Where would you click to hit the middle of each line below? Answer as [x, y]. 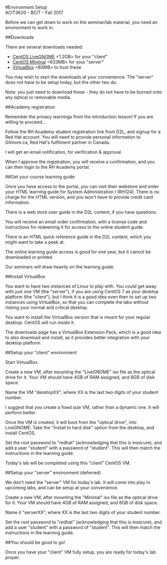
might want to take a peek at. [35, 242]
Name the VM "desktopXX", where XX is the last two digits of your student [82, 392]
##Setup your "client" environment [41, 353]
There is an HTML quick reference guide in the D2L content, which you [78, 237]
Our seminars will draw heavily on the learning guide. [60, 267]
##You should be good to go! [35, 542]
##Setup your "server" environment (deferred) [53, 473]
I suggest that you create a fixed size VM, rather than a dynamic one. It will [82, 407]
